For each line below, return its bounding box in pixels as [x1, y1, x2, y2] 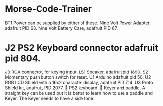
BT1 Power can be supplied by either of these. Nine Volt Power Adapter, [5, 20, 151, 26]
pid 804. [5, 53, 41, 64]
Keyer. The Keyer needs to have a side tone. [5, 95, 95, 101]
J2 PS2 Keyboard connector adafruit [5, 42, 158, 54]
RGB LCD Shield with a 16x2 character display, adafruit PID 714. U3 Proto [5, 79, 153, 85]
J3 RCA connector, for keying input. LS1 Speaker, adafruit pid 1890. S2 [5, 69, 148, 75]
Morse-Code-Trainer [5, 3, 92, 15]
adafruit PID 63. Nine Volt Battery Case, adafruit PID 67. [5, 25, 118, 31]
